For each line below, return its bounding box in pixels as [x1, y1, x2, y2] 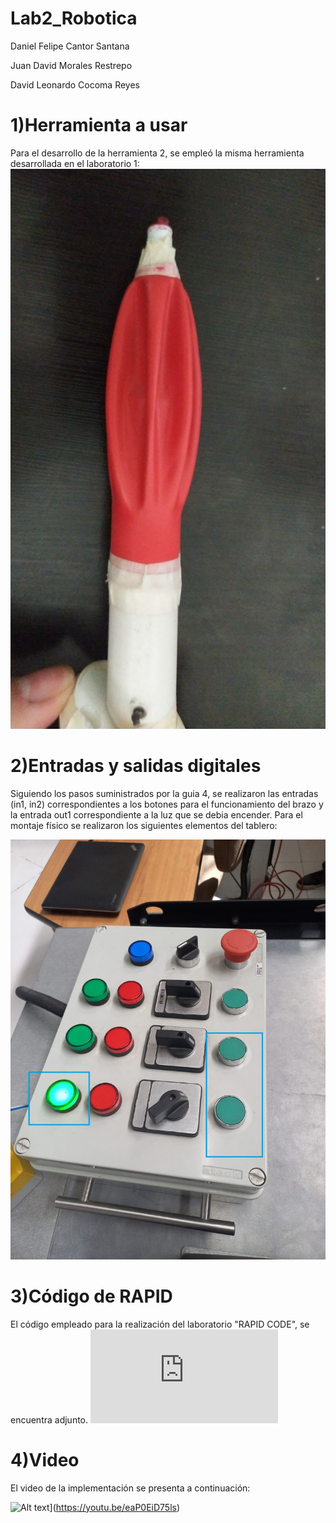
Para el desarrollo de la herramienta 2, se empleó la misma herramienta [10, 147, 305, 159]
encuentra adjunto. [10, 1413, 89, 1426]
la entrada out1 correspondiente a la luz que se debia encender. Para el [10, 808, 303, 821]
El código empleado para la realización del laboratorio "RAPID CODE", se [10, 1318, 310, 1330]
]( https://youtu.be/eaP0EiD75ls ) [49, 1501, 181, 1513]
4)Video [10, 1448, 80, 1471]
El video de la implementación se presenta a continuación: [10, 1482, 251, 1494]
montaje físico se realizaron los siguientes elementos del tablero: [10, 819, 278, 831]
